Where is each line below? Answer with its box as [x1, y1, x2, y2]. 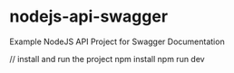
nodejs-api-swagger [9, 6, 169, 27]
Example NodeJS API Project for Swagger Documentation [9, 36, 225, 47]
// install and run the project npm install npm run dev [9, 53, 206, 64]
